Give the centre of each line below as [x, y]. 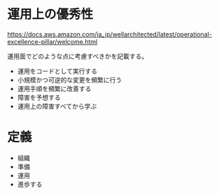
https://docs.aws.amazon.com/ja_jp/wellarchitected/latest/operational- [109, 34]
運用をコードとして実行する [57, 71]
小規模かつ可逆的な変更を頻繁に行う [70, 80]
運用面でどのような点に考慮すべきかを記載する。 [78, 56]
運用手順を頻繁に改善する [54, 88]
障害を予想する [39, 97]
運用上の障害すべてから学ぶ [57, 106]
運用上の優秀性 [50, 14]
